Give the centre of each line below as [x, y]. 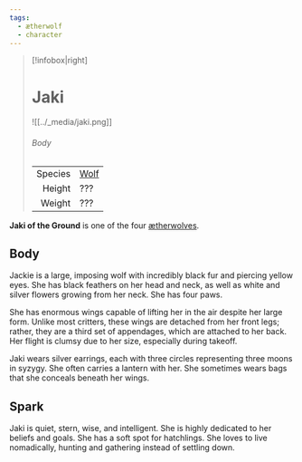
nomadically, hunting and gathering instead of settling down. [122, 448]
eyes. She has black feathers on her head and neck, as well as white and [145, 285]
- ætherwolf [40, 26]
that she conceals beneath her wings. [80, 378]
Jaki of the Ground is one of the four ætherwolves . [104, 225]
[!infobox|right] [60, 61]
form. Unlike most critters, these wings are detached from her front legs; [145, 322]
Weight [55, 203]
